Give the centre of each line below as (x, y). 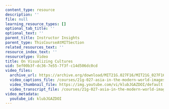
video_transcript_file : (34, 89)
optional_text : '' (24, 33)
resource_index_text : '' (31, 52)
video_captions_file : (32, 80)
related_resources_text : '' (35, 47)
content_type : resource (30, 10)
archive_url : (23, 75)
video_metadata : (22, 94)
